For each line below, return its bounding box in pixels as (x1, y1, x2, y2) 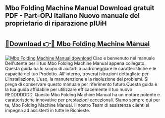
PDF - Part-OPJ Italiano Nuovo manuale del (5, 12, 140, 20)
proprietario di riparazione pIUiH (5, 19, 107, 28)
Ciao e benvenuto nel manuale (93, 55, 155, 61)
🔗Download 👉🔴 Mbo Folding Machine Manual (5, 39, 150, 48)
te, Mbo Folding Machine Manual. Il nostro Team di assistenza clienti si (5, 102, 150, 108)
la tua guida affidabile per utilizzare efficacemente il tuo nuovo (5, 87, 133, 92)
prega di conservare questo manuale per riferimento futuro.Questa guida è (5, 81, 158, 87)
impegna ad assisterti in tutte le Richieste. (5, 108, 91, 113)
